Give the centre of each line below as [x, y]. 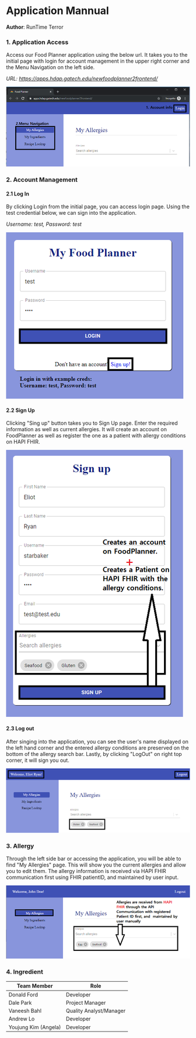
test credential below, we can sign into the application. [71, 213]
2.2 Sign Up [20, 410]
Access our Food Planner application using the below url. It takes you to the [97, 55]
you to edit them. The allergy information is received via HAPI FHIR [86, 871]
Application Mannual [57, 11]
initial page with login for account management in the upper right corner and [98, 61]
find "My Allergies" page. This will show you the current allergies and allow [96, 865]
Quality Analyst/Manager [96, 1011]
